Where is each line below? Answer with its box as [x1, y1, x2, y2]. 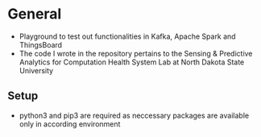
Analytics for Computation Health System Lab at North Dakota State [19, 57, 245, 67]
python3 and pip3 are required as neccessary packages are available [19, 110, 250, 120]
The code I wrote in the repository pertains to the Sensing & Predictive [19, 48, 253, 58]
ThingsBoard [19, 39, 62, 49]
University [19, 65, 54, 75]
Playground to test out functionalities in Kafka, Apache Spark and [19, 31, 236, 41]
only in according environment [19, 118, 121, 129]
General [7, 5, 62, 23]
